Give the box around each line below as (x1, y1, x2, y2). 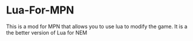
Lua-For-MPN (6, 4, 75, 17)
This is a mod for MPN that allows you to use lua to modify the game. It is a (6, 23, 188, 30)
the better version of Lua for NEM (6, 29, 87, 36)
